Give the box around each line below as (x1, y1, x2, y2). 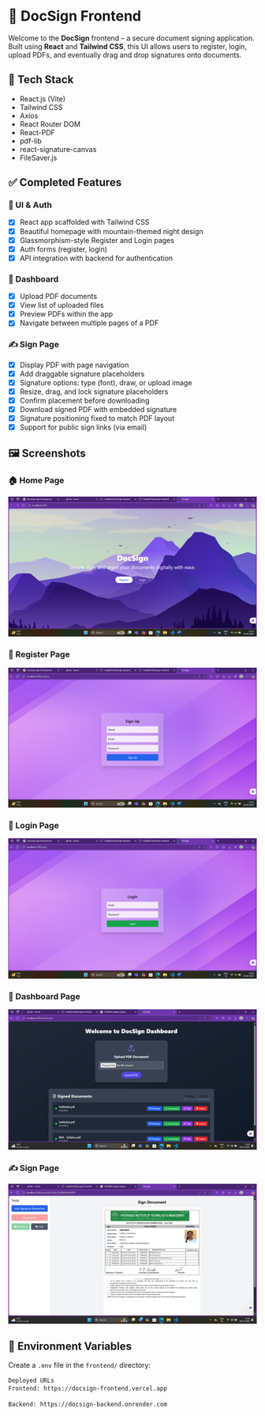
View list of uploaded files (19, 301, 104, 310)
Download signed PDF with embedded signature (19, 404, 177, 414)
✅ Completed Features (8, 176, 122, 189)
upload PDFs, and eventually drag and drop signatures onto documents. (8, 50, 242, 59)
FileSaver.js (19, 153, 58, 162)
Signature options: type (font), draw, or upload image (19, 377, 192, 387)
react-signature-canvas (19, 144, 97, 153)
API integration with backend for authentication (19, 253, 174, 263)
